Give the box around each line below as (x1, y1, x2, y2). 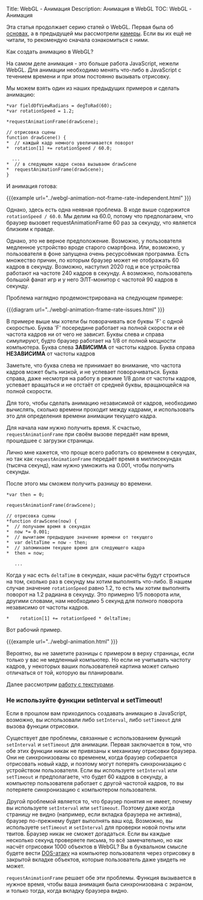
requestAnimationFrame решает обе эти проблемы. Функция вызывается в (6, 874, 196, 882)
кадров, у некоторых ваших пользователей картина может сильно (6, 662, 179, 670)
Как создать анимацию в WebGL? (6, 48, 94, 55)
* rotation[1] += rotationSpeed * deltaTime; (6, 616, 131, 622)
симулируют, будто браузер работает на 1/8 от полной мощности (6, 337, 176, 344)
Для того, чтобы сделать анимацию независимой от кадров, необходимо (6, 399, 198, 407)
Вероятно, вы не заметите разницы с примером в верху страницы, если (6, 650, 195, 657)
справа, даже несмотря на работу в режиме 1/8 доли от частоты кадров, (6, 375, 197, 382)
